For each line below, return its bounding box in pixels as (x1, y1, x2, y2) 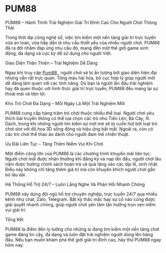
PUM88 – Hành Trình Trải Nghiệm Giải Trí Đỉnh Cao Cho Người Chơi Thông (5, 19, 157, 25)
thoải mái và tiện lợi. (5, 91, 46, 97)
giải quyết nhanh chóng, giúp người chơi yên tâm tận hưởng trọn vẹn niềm (5, 201, 156, 207)
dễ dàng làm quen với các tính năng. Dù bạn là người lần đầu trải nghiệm (5, 80, 153, 86)
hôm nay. (5, 242, 24, 248)
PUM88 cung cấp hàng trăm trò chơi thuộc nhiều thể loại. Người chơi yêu (5, 110, 155, 116)
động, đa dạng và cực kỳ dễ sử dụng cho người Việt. (5, 50, 112, 56)
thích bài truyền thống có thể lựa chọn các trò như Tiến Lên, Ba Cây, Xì (5, 115, 150, 121)
